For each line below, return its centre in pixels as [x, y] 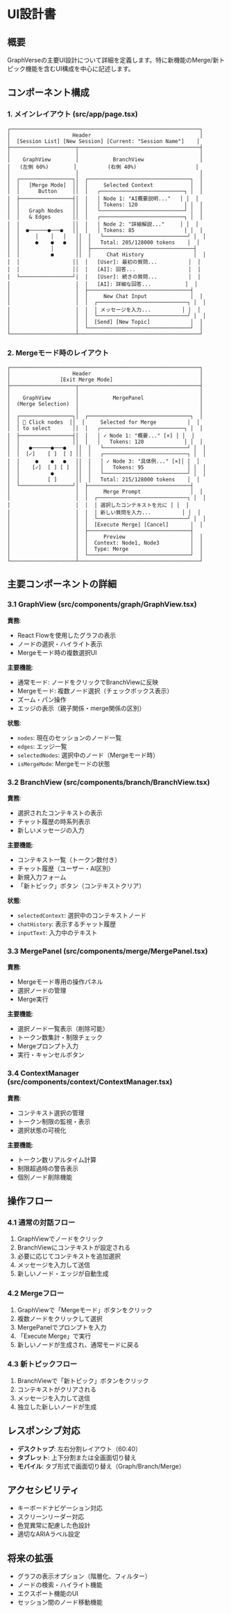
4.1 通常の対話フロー [41, 1222]
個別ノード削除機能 [45, 1177]
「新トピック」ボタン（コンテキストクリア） [81, 886]
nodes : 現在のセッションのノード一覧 [69, 738]
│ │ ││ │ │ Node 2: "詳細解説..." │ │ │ [103, 224]
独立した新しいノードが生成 [57, 1407]
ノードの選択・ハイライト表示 [60, 644]
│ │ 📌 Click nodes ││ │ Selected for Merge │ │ [103, 422]
